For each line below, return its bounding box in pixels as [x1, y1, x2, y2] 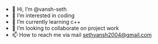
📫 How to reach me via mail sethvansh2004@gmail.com [11, 32, 152, 38]
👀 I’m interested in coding [11, 12, 75, 19]
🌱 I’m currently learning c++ [11, 18, 81, 25]
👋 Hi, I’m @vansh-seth [11, 6, 67, 12]
